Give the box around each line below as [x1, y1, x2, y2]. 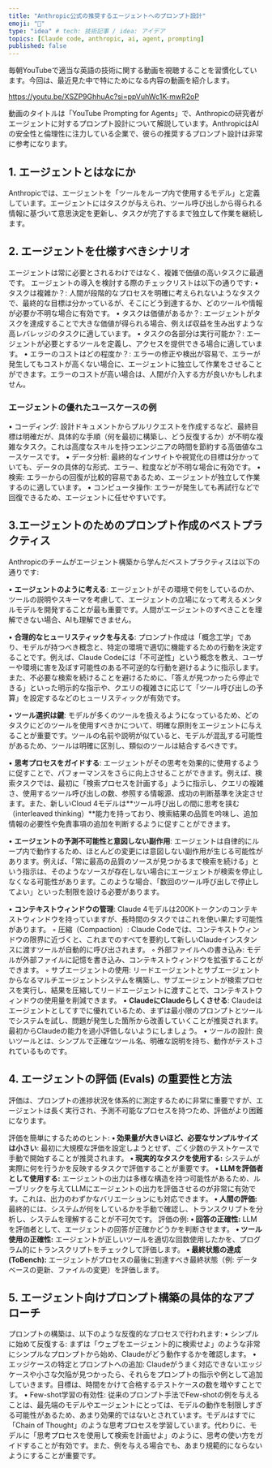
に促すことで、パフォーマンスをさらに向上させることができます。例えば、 [8, 768, 256, 778]
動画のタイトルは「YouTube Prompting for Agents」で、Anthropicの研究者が [8, 109, 264, 119]
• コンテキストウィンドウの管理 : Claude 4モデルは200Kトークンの [8, 904, 230, 913]
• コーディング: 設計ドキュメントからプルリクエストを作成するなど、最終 [8, 421, 253, 431]
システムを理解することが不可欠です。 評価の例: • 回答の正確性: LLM [29, 1214, 257, 1224]
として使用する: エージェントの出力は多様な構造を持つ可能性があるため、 [8, 1173, 253, 1183]
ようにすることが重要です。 [8, 1451, 100, 1461]
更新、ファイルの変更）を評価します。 [36, 1264, 164, 1275]
